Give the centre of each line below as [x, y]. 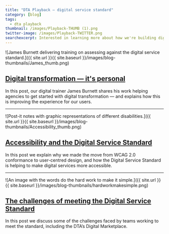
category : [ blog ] [23, 15]
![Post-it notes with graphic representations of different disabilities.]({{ [78, 116]
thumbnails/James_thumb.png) [37, 63]
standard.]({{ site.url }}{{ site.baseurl [43, 57]
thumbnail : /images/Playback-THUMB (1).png [52, 29]
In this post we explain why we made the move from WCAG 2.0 [70, 154]
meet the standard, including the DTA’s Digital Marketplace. [66, 226]
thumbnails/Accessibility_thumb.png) [44, 127]
